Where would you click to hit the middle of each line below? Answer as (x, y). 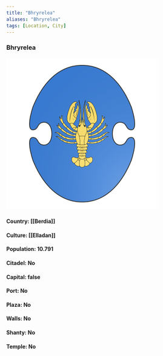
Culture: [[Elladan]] (31, 235)
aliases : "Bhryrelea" (34, 19)
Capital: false (23, 277)
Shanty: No (21, 333)
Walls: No (19, 318)
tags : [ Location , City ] (36, 26)
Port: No (17, 291)
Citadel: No (21, 263)
